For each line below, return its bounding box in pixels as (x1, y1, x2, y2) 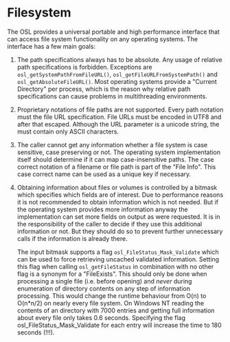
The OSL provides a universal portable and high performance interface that (7, 28, 220, 36)
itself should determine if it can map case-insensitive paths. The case (16, 155, 214, 163)
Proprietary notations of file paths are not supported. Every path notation (16, 105, 224, 114)
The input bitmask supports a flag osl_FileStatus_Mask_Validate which (16, 248, 219, 256)
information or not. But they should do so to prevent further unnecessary (16, 227, 223, 235)
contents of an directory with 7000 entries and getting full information (16, 306, 215, 314)
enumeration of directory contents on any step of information (16, 284, 191, 292)
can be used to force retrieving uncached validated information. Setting (16, 255, 220, 263)
